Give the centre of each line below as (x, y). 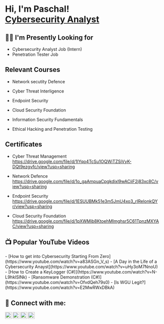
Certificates (24, 145)
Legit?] (139, 282)
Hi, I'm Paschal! (37, 9)
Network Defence (30, 176)
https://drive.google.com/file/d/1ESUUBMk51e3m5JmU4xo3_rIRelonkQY (85, 201)
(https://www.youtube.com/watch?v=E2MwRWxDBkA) (60, 288)
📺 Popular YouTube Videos (47, 243)
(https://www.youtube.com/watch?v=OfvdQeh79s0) (57, 282)
